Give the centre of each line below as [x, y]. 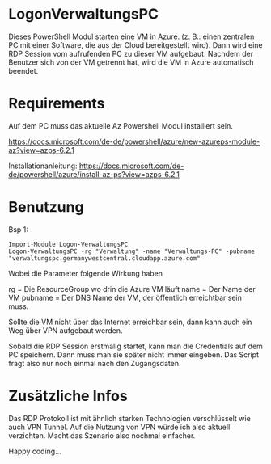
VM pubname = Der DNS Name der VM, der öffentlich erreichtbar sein [125, 297]
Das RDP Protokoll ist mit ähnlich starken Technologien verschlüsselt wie [129, 418]
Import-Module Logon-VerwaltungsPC [68, 244]
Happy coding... [35, 451]
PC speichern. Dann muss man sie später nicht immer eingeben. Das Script [133, 354]
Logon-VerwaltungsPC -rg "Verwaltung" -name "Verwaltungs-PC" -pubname [131, 251]
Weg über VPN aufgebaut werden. [66, 330]
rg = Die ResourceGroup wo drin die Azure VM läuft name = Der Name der [132, 289]
